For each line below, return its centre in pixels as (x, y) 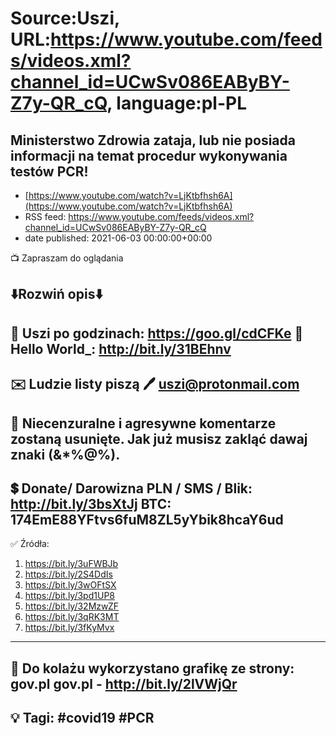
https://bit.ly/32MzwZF (72, 606)
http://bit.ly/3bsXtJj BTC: (91, 503)
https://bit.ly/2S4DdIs (68, 574)
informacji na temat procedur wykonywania (149, 155)
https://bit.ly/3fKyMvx (69, 628)
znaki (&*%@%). (65, 454)
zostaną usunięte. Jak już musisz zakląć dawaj (159, 438)
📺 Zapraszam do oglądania (67, 258)
